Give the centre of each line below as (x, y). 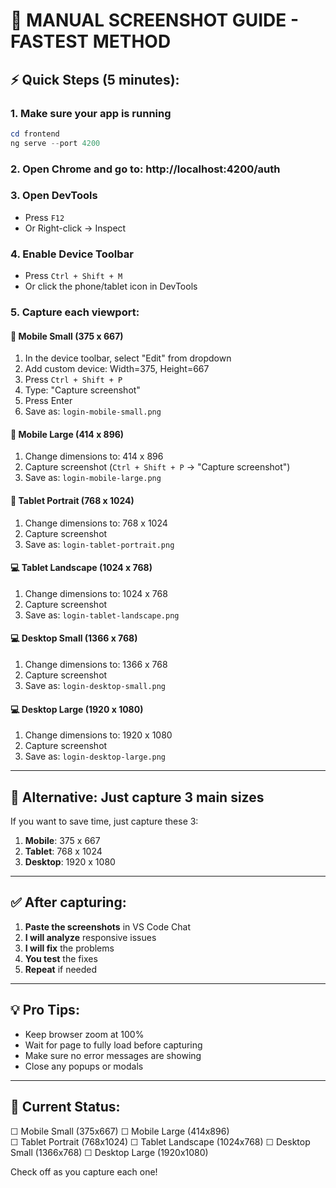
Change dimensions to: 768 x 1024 (96, 523)
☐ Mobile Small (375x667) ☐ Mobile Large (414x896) (120, 1131)
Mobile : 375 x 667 (62, 841)
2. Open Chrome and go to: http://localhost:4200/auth (145, 169)
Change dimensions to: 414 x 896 (94, 456)
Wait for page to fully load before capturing (113, 1045)
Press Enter (48, 401)
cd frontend (35, 134)
